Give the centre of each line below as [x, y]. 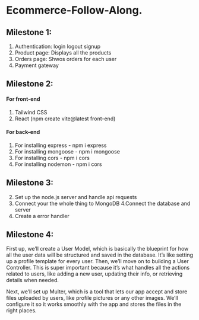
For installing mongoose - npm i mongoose [67, 151]
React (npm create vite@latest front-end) [65, 119]
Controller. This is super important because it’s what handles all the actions [98, 268]
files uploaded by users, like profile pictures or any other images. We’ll [92, 298]
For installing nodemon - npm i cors [58, 164]
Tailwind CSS [31, 112]
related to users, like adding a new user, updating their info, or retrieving [94, 274]
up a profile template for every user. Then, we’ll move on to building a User [97, 261]
